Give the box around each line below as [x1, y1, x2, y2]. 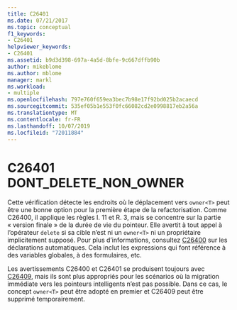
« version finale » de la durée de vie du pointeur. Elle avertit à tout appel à [7, 221, 222, 229]
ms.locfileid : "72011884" [7, 129, 84, 136]
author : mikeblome [7, 63, 62, 70]
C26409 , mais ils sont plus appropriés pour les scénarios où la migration [7, 272, 220, 281]
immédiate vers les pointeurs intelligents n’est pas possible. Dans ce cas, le [7, 279, 228, 288]
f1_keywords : [7, 30, 46, 38]
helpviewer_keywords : [7, 43, 72, 50]
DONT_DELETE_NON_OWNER [7, 175, 184, 191]
